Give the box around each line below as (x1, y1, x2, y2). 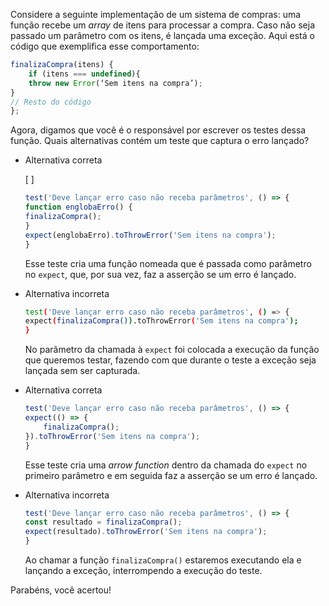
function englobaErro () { (24, 202, 133, 213)
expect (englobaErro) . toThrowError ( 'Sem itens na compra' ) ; (24, 230, 277, 240)
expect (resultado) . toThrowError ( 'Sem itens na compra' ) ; (24, 527, 268, 537)
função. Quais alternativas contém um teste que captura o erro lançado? (10, 135, 310, 147)
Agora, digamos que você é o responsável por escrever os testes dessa (10, 124, 307, 136)
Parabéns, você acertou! (10, 584, 112, 596)
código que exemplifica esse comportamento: (10, 40, 200, 52)
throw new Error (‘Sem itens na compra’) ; (28, 78, 203, 88)
